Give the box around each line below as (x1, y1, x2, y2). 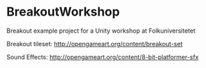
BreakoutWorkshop (6, 4, 120, 20)
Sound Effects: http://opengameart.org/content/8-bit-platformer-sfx (6, 52, 199, 61)
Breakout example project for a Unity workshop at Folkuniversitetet (6, 27, 196, 35)
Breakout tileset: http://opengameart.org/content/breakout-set (6, 39, 183, 48)
